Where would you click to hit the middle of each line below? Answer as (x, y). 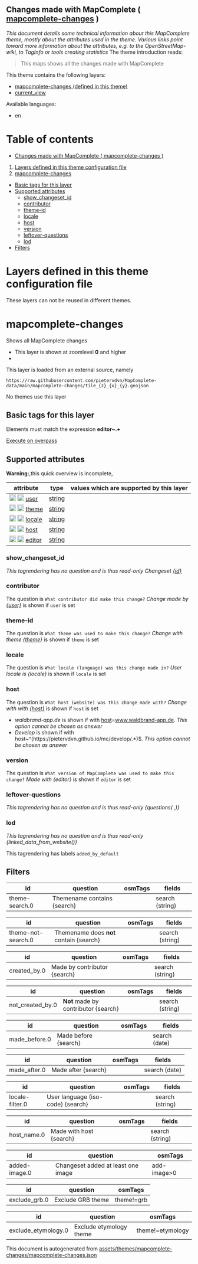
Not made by (81, 1001)
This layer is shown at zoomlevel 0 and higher (70, 352)
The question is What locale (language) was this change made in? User (94, 668)
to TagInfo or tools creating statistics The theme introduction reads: (101, 52)
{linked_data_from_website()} (42, 842)
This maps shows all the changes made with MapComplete (92, 63)
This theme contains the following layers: (56, 75)
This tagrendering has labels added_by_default (62, 853)
